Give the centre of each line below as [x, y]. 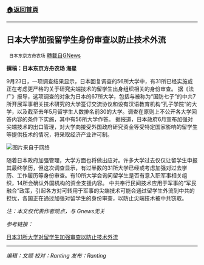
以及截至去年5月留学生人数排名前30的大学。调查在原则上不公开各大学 [104, 112]
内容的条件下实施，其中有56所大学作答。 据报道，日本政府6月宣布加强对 [102, 119]
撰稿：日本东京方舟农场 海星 [42, 69]
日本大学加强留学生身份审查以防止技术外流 [86, 40]
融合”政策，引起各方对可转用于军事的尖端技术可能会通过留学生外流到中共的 [101, 191]
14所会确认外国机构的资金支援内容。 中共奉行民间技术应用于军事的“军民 [107, 183]
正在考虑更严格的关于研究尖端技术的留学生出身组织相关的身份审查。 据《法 [100, 89]
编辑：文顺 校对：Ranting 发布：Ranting [56, 256]
